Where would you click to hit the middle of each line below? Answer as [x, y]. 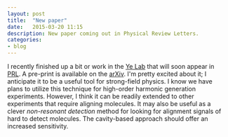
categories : [25, 40]
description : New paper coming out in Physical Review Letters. [103, 33]
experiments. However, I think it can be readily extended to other [101, 96]
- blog [17, 46]
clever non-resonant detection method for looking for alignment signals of [114, 111]
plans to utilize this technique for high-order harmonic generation [102, 89]
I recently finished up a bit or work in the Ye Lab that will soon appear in [111, 66]
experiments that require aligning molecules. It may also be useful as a [109, 104]
